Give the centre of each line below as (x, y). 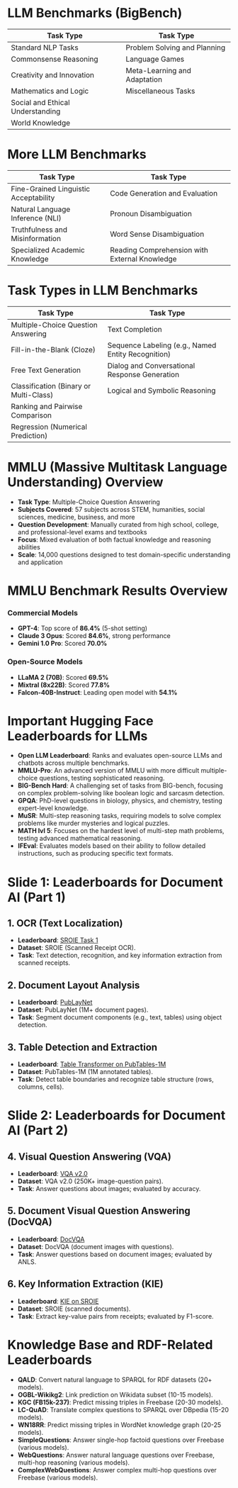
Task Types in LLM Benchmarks (103, 290)
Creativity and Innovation (52, 74)
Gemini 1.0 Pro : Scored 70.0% (62, 644)
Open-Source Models (45, 662)
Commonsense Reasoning (55, 59)
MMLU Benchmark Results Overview (118, 591)
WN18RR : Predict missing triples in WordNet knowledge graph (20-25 (119, 1425)
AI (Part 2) (38, 1130)
